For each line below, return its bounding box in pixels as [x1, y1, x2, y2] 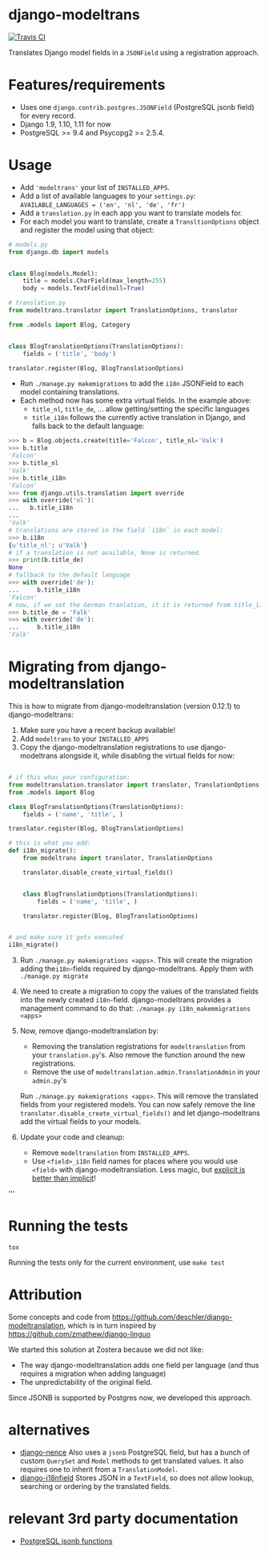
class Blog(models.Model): [8, 269, 98, 277]
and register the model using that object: [19, 225, 155, 234]
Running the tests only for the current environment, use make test [8, 1257, 226, 1268]
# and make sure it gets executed [8, 933, 124, 941]
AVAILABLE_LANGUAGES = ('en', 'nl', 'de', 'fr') [19, 200, 186, 209]
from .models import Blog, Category [8, 321, 130, 329]
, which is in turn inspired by [63, 1321, 157, 1330]
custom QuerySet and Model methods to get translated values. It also [19, 1455, 244, 1465]
